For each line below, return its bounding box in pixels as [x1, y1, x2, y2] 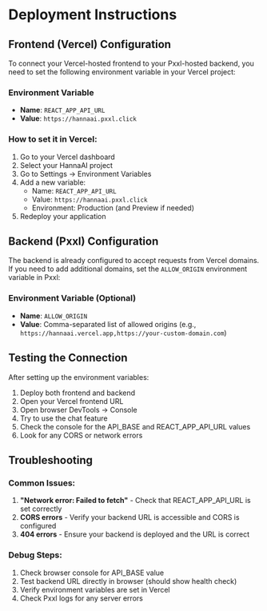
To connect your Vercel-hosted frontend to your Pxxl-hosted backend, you [8, 58, 254, 68]
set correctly [19, 504, 62, 513]
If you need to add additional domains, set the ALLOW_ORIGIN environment [8, 264, 248, 274]
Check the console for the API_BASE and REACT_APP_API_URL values [19, 421, 251, 431]
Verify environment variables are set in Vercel [19, 585, 170, 594]
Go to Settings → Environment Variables [19, 169, 152, 178]
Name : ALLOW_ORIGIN [19, 310, 88, 321]
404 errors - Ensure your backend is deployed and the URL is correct [19, 529, 250, 539]
